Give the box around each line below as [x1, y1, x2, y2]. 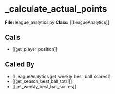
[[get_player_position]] [12, 46, 58, 52]
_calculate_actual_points [5, 3, 108, 15]
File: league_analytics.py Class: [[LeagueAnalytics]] [5, 19, 110, 25]
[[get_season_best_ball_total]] [12, 78, 72, 84]
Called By [5, 61, 35, 69]
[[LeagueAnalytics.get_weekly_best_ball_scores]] [12, 73, 111, 79]
